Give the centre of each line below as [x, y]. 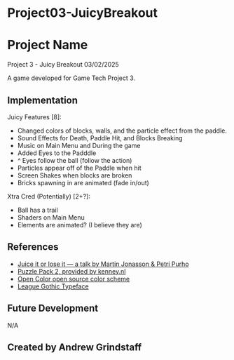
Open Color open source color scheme [74, 279]
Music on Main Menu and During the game [79, 145]
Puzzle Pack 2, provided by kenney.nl [71, 271]
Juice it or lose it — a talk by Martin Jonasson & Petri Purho [103, 264]
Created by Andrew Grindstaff [75, 347]
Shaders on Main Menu [51, 217]
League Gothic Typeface [53, 286]
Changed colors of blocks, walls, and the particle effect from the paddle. [122, 131]
